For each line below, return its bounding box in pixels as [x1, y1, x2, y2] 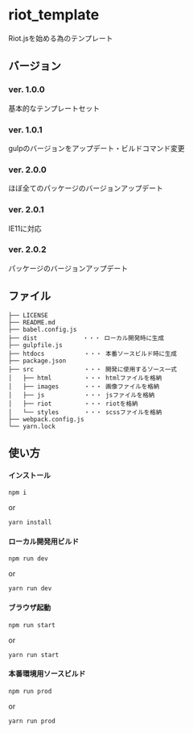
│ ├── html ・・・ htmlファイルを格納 [8, 374, 162, 382]
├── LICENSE [8, 311, 48, 320]
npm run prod [8, 687, 52, 695]
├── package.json [8, 357, 67, 365]
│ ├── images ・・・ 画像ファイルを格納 [8, 382, 160, 391]
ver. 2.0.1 [8, 204, 44, 216]
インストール [8, 470, 51, 480]
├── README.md [8, 318, 56, 326]
